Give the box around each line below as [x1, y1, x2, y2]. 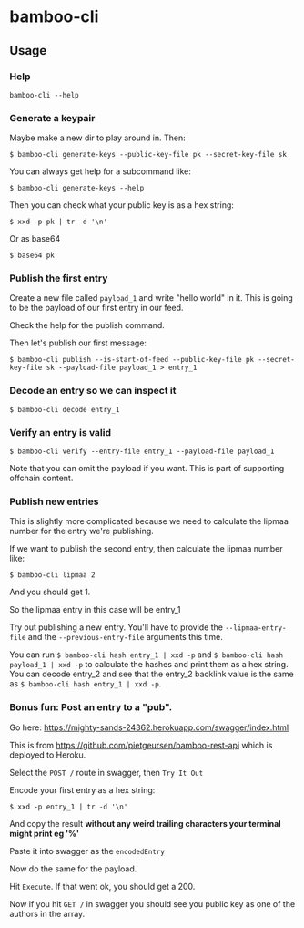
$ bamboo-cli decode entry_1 [9, 405, 120, 414]
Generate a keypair [9, 111, 96, 124]
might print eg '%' [9, 828, 80, 839]
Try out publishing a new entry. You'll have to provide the [9, 622, 223, 633]
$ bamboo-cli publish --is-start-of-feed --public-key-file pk [9, 356, 255, 365]
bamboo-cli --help [9, 90, 79, 99]
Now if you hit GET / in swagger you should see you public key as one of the [9, 898, 296, 909]
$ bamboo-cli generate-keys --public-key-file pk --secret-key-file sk [9, 150, 287, 160]
